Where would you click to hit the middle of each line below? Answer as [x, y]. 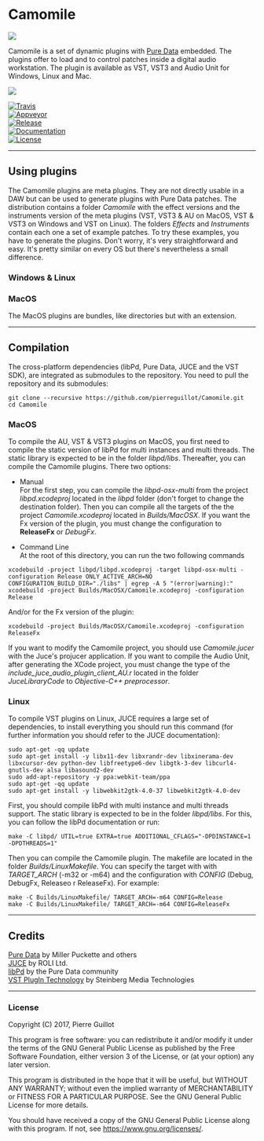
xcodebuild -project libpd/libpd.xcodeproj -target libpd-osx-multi [123, 570]
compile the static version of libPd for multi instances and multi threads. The [132, 450]
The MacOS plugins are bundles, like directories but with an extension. [123, 315]
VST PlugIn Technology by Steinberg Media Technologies [101, 980]
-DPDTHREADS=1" [33, 844]
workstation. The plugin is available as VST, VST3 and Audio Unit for [119, 68]
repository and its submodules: [58, 383]
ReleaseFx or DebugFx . [58, 532]
